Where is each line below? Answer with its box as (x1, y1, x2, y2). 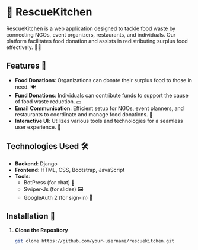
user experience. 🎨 (14, 124, 61, 131)
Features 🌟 (6, 61, 47, 71)
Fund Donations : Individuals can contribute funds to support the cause (14, 92, 189, 99)
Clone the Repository (14, 227, 68, 234)
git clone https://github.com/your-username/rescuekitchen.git (14, 238, 175, 244)
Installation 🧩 (6, 211, 56, 221)
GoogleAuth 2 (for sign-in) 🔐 (23, 194, 93, 201)
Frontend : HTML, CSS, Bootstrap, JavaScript (14, 166, 125, 173)
